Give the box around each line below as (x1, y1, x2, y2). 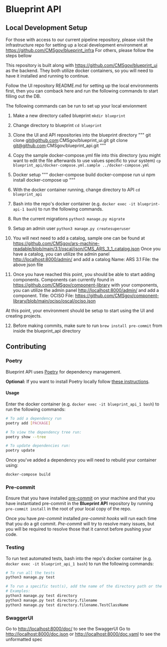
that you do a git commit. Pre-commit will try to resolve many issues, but (5, 521, 155, 527)
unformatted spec (5, 636, 43, 642)
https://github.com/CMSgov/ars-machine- (12, 240, 100, 246)
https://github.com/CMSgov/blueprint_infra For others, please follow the (5, 47, 154, 53)
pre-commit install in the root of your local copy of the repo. (5, 506, 132, 512)
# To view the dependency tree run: (5, 429, 82, 434)
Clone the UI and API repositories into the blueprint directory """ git (12, 132, 151, 138)
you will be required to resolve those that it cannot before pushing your (5, 526, 152, 532)
